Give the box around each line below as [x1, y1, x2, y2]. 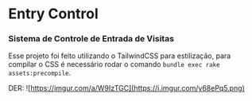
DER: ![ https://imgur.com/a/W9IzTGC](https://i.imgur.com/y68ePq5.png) [8, 84, 245, 93]
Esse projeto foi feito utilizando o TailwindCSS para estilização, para [8, 51, 231, 60]
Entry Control [8, 5, 99, 23]
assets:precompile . [8, 68, 72, 78]
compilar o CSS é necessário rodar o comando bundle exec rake [8, 60, 220, 69]
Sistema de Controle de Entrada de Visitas [8, 33, 175, 45]
